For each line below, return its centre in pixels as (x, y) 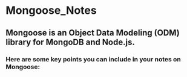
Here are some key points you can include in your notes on (93, 59)
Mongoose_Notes (51, 11)
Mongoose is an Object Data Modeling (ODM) (93, 33)
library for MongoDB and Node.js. (71, 42)
